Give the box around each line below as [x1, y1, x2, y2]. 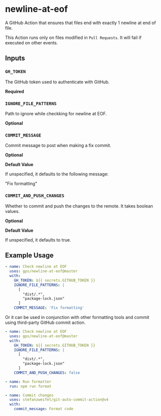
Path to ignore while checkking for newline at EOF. [5, 110, 107, 116]
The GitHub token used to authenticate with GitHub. [5, 79, 110, 85]
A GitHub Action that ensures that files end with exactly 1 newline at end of [5, 20, 156, 26]
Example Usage [5, 251, 54, 259]
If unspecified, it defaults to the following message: [5, 171, 109, 177]
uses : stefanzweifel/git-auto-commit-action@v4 [9, 397, 109, 402]
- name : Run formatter [5, 379, 52, 384]
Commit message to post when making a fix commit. [5, 142, 111, 148]
